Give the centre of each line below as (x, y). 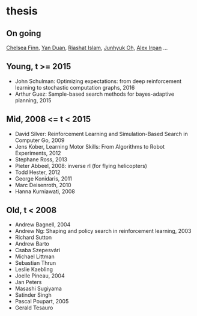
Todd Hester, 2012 (38, 172)
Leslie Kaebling (34, 270)
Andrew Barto (32, 244)
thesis (22, 11)
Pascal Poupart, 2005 (42, 302)
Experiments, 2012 (38, 153)
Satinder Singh (33, 295)
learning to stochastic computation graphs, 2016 (75, 87)
